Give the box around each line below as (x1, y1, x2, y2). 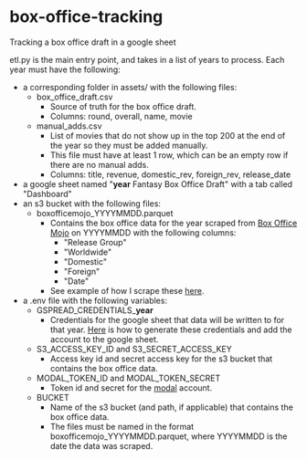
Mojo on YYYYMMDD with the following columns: (49, 226, 237, 238)
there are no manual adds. (49, 159, 149, 170)
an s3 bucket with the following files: (22, 198, 162, 209)
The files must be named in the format (49, 421, 195, 432)
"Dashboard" (22, 188, 73, 199)
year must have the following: (9, 64, 121, 75)
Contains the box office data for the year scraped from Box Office (49, 217, 298, 228)
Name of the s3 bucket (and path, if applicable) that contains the (49, 402, 294, 413)
